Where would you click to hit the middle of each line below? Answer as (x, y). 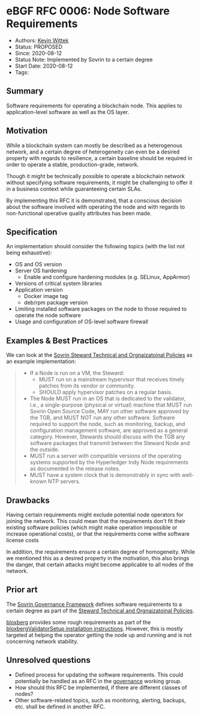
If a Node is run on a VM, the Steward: (77, 373)
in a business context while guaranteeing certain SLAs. (74, 189)
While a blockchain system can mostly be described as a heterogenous (94, 145)
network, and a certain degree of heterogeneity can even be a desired (93, 152)
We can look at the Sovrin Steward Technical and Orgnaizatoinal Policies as (100, 355)
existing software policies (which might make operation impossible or (92, 527)
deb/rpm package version (56, 303)
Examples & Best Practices (57, 340)
